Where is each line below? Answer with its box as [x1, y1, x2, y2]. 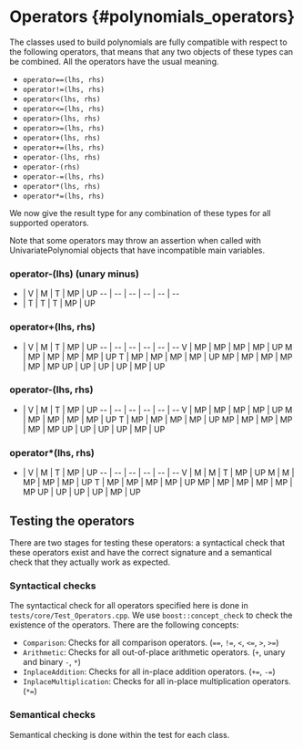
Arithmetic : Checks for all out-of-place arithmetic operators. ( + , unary [22, 647, 286, 658]
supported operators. [9, 217, 89, 228]
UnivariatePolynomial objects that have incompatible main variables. [9, 244, 266, 255]
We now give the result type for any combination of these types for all [9, 207, 271, 218]
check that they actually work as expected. [9, 557, 171, 567]
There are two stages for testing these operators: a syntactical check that [9, 536, 285, 548]
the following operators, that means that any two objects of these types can [9, 46, 294, 57]
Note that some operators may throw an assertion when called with [9, 234, 261, 245]
